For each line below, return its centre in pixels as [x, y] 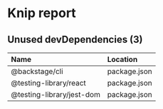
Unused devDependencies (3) [75, 40]
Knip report [42, 13]
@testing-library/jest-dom [56, 94]
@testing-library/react [49, 83]
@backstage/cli [37, 71]
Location [122, 59]
